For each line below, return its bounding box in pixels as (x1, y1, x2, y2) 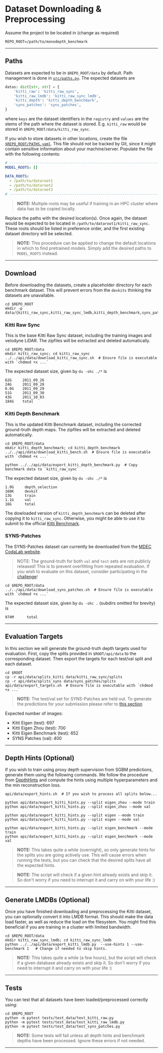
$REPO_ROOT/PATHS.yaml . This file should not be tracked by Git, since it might (5, 141, 156, 146)
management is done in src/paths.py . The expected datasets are (5, 75, 135, 81)
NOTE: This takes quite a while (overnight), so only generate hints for (16, 847, 156, 853)
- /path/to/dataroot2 (9, 183, 53, 188)
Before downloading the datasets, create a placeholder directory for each (5, 282, 152, 288)
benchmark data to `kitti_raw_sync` (5, 467, 79, 472)
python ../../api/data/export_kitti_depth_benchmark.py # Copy (5, 462, 138, 467)
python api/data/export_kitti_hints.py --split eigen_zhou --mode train (5, 800, 155, 805)
